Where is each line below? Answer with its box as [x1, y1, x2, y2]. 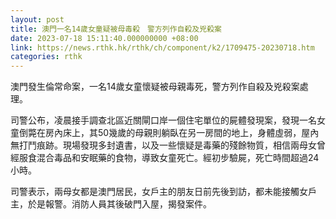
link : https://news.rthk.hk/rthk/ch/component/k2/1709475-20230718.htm [10, 42, 315, 53]
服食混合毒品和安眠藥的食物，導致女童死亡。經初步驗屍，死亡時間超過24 [18, 152, 320, 164]
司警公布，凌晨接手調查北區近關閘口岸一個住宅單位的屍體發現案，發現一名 [10, 114, 317, 126]
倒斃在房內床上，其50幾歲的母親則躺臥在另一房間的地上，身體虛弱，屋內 [18, 127, 320, 139]
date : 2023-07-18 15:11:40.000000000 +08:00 [10, 33, 199, 43]
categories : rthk [10, 52, 83, 62]
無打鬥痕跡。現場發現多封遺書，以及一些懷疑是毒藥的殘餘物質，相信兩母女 [10, 139, 317, 151]
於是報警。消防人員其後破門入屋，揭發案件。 [27, 198, 212, 210]
